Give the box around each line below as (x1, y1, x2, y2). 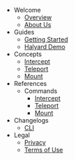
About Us (24, 21, 51, 28)
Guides (13, 28, 35, 36)
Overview (24, 13, 52, 21)
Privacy (24, 139, 47, 146)
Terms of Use (24, 145, 64, 154)
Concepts (13, 50, 42, 58)
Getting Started (24, 35, 68, 44)
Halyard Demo (24, 43, 66, 51)
